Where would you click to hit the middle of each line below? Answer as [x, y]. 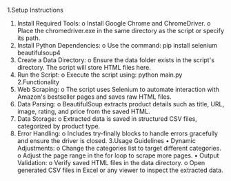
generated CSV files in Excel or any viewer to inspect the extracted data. [120, 170]
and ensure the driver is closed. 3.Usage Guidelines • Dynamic [107, 141]
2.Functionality [38, 82]
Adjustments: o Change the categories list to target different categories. [119, 148]
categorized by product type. [59, 126]
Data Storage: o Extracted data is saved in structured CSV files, [107, 119]
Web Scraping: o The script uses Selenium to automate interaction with [118, 89]
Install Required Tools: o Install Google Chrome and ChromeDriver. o [114, 23]
